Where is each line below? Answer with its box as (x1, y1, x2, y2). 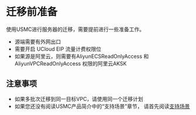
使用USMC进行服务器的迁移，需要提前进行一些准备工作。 (6, 26, 145, 33)
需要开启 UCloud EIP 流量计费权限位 (14, 45, 102, 53)
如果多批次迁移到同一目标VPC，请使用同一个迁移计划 (14, 95, 143, 102)
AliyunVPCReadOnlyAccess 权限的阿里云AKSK (14, 60, 127, 67)
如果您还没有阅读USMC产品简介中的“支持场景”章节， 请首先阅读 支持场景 (14, 103, 190, 110)
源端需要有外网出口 (14, 38, 61, 45)
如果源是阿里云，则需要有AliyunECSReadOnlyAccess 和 (14, 53, 149, 60)
